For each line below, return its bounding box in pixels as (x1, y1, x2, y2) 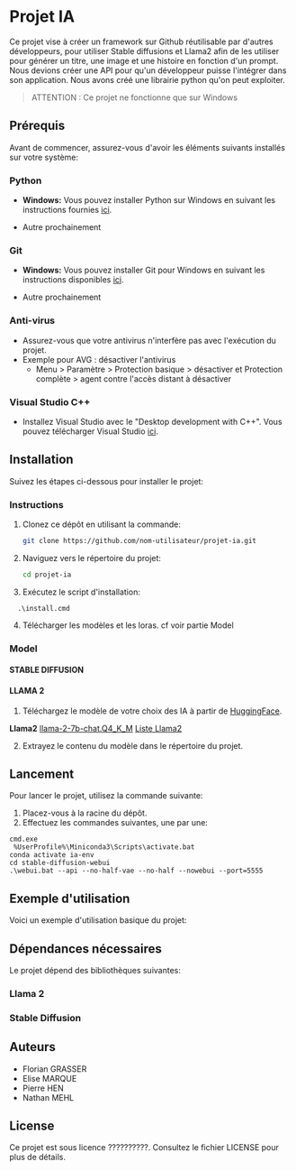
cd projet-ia (22, 570, 72, 579)
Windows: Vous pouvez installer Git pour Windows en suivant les (22, 264, 265, 276)
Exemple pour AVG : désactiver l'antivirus (22, 354, 176, 364)
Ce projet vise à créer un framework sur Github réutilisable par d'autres (9, 36, 274, 47)
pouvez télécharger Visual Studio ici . (22, 426, 159, 437)
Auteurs (9, 1039, 57, 1055)
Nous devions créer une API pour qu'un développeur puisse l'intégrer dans (9, 65, 287, 76)
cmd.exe (9, 834, 39, 844)
